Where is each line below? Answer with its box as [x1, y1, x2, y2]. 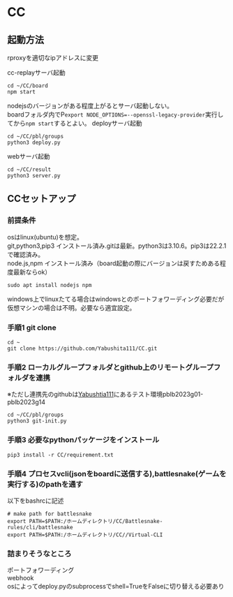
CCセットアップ [7, 193, 77, 205]
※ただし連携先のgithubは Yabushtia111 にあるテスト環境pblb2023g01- [7, 390, 204, 399]
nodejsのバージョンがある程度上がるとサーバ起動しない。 [7, 102, 173, 110]
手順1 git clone [7, 323, 57, 332]
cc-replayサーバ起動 [7, 68, 66, 77]
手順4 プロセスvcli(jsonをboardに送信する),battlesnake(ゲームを [7, 469, 227, 478]
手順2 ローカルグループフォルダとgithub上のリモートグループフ [7, 362, 221, 372]
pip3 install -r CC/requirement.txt [7, 451, 114, 458]
